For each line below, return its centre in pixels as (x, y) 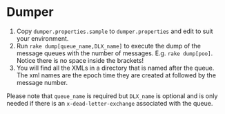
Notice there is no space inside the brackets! (80, 60)
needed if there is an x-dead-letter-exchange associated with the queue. (110, 103)
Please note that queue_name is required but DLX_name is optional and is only (112, 96)
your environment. (42, 38)
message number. (42, 82)
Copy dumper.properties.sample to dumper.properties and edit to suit (115, 31)
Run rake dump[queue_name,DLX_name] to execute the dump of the (109, 46)
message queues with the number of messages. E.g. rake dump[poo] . (115, 53)
